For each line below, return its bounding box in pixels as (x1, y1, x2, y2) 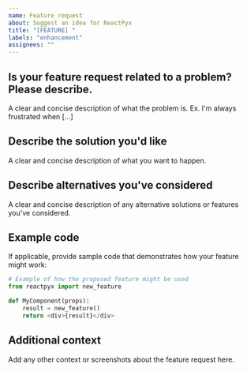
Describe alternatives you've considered (8, 178, 213, 192)
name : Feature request (8, 11, 83, 20)
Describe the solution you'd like (8, 135, 167, 148)
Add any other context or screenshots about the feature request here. (8, 355, 235, 364)
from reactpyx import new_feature (8, 283, 122, 291)
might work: (8, 260, 47, 269)
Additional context (8, 333, 101, 348)
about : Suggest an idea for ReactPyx (8, 19, 133, 27)
